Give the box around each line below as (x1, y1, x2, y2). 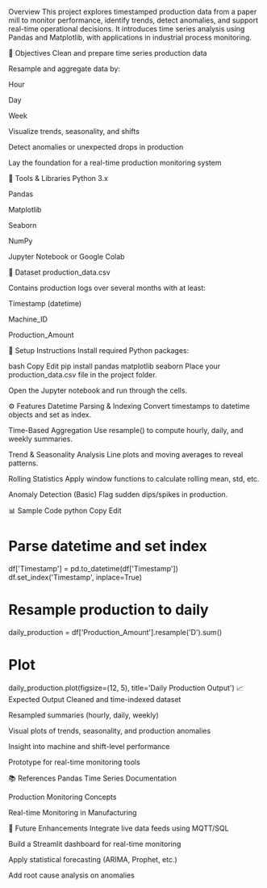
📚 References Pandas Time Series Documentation (8, 773, 177, 783)
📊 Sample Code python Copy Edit (8, 506, 122, 516)
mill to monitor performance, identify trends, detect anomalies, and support (8, 15, 258, 25)
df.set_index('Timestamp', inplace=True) (8, 572, 143, 582)
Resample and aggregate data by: (8, 64, 121, 74)
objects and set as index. (8, 410, 91, 419)
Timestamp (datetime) (8, 299, 82, 308)
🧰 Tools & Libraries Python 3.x (8, 174, 109, 183)
